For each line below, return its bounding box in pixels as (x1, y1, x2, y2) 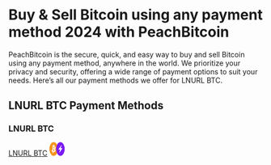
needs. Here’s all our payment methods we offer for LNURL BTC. (8, 75, 223, 85)
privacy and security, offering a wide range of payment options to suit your (8, 66, 258, 76)
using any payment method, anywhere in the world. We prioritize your (8, 58, 241, 68)
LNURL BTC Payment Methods (8, 99, 164, 112)
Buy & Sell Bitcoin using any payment (8, 6, 263, 24)
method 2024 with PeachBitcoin (8, 23, 230, 41)
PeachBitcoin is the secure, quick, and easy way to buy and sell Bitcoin (8, 49, 245, 59)
